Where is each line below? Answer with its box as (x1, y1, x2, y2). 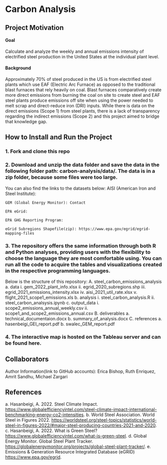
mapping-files (5, 231, 35, 235)
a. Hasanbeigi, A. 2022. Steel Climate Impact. (5, 401, 98, 407)
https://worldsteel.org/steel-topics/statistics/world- (51, 417, 157, 423)
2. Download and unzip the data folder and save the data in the (5, 161, 160, 168)
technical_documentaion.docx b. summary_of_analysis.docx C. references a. (5, 315, 163, 321)
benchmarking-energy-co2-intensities (5, 412, 84, 418)
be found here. (5, 339, 42, 346)
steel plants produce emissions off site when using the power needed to (5, 97, 154, 103)
